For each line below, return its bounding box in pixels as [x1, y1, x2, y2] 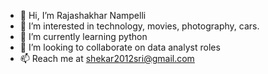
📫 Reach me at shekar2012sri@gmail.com [19, 53, 195, 64]
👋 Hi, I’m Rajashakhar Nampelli [19, 10, 147, 21]
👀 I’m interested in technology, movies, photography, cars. [19, 20, 260, 32]
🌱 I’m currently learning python [19, 31, 148, 42]
